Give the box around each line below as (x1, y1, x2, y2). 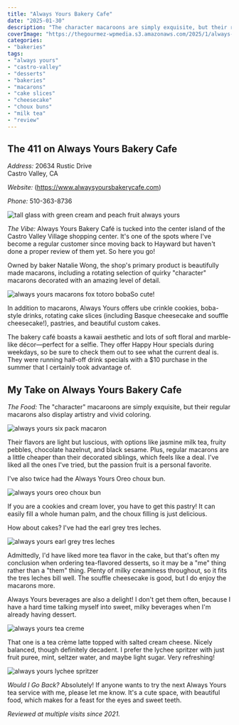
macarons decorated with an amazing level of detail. (7, 276, 161, 285)
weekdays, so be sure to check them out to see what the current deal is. (7, 348, 219, 356)
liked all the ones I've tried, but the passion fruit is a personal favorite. (7, 461, 212, 469)
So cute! (130, 290, 155, 299)
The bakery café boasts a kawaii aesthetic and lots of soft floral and (7, 333, 206, 341)
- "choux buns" (7, 103, 53, 110)
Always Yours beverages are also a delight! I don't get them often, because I (7, 595, 231, 604)
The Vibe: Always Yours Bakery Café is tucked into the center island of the (7, 225, 225, 233)
